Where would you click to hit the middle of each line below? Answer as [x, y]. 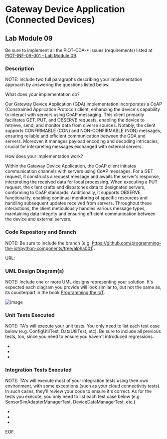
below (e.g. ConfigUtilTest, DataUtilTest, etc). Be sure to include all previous [83, 331]
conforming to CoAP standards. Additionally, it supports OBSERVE [73, 192]
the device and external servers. [38, 219]
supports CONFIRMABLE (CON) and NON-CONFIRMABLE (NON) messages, [83, 130]
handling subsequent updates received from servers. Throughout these [79, 203]
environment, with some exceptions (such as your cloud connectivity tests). [83, 386]
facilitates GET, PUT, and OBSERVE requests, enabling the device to [75, 120]
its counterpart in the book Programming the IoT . [55, 292]
